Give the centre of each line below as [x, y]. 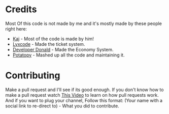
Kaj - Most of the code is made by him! [53, 39]
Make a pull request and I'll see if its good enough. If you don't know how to [84, 90]
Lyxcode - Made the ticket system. [49, 44]
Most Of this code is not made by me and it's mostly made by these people [84, 23]
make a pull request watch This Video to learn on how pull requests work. [82, 95]
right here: [16, 28]
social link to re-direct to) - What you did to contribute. [62, 106]
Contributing [33, 76]
